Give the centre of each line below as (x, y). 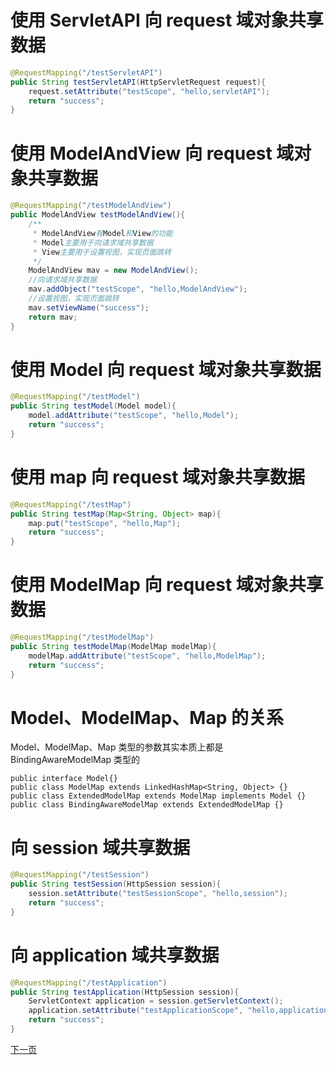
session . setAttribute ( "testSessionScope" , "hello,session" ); (158, 894)
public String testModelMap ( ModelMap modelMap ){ (113, 646)
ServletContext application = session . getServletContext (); (156, 1001)
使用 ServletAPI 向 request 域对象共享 (167, 20)
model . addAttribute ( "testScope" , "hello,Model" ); (134, 416)
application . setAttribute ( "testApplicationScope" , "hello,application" (180, 1011)
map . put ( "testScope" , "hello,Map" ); (105, 523)
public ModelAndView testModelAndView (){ (98, 215)
